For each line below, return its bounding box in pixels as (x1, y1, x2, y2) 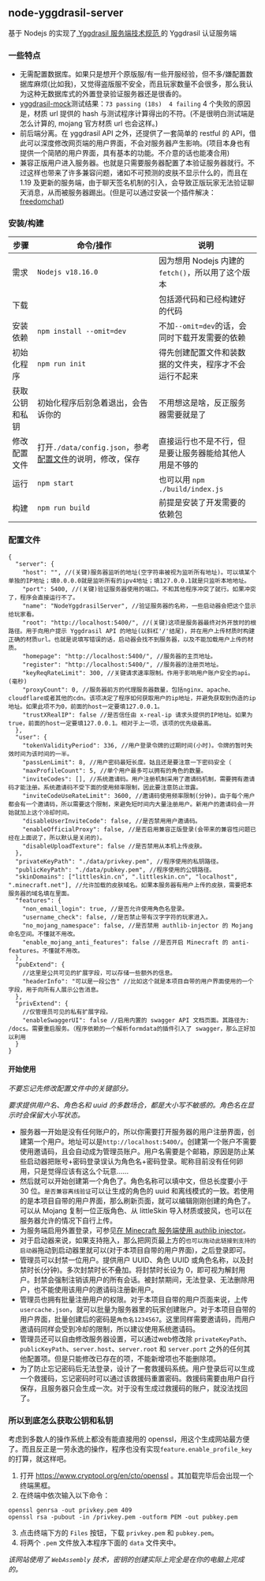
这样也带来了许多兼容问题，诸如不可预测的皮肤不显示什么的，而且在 (26, 168, 248, 178)
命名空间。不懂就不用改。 (8, 930, 79, 938)
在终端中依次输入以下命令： (19, 1491, 110, 1500)
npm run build (37, 504, 91, 512)
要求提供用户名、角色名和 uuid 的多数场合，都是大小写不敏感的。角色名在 (8, 1100, 248, 1110)
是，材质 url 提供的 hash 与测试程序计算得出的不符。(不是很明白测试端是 (19, 109, 255, 118)
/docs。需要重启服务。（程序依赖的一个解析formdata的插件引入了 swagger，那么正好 (8, 1025, 250, 1032)
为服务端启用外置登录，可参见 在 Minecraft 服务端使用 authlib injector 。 (19, 1225, 251, 1234)
